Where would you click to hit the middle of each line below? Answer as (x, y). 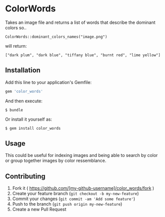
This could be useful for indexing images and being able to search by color (82, 155)
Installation (23, 70)
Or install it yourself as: (28, 119)
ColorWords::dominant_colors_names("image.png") (56, 37)
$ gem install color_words (33, 128)
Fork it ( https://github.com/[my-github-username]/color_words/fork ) (83, 188)
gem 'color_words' (24, 91)
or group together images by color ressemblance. (56, 161)
